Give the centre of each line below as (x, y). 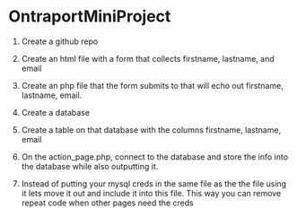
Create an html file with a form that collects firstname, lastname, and (148, 58)
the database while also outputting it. (90, 166)
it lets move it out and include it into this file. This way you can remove (151, 193)
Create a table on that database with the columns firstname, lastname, (151, 130)
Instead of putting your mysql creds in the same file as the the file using (154, 183)
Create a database (56, 112)
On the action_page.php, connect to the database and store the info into (155, 156)
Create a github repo (60, 41)
